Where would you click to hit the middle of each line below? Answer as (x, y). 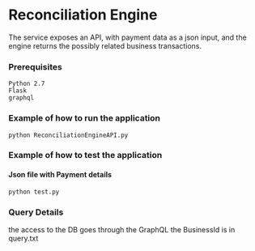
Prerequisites (35, 66)
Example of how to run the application (84, 118)
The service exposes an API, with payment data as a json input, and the (127, 37)
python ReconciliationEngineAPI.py (68, 135)
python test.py (34, 192)
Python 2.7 (27, 84)
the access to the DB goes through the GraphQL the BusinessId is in (122, 229)
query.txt (23, 238)
